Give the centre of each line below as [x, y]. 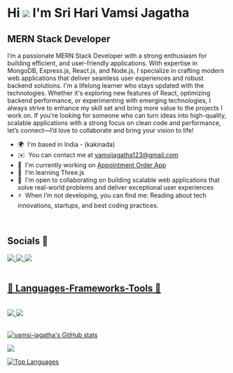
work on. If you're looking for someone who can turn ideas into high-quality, [117, 115]
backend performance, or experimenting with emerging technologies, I [109, 100]
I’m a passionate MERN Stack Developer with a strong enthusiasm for [107, 55]
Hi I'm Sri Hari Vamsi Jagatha [98, 13]
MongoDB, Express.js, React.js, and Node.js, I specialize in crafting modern [116, 71]
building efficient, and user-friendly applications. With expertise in [103, 63]
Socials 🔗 [28, 241]
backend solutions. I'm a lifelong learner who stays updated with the [106, 85]
